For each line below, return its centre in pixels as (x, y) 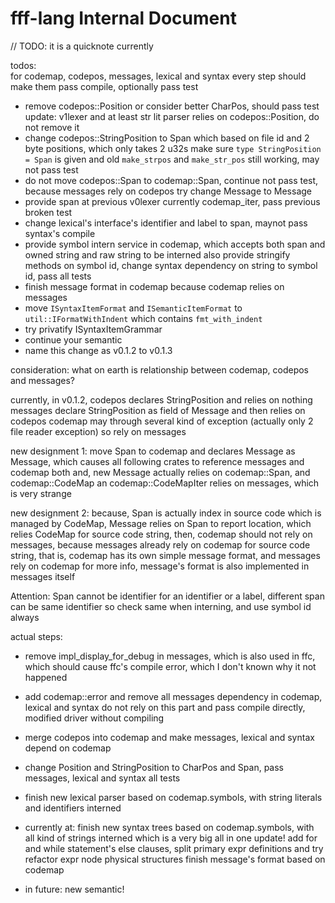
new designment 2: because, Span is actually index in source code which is (166, 513)
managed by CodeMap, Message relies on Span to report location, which (161, 523)
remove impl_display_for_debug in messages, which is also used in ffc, (170, 656)
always (25, 617)
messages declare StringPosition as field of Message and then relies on (158, 410)
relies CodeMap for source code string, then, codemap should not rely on (161, 534)
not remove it (52, 127)
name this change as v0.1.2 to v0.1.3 (98, 350)
